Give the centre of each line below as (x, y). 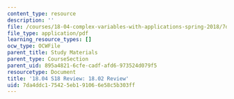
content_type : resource (42, 14)
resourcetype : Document (42, 72)
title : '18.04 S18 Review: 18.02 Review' (68, 78)
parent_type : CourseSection (48, 59)
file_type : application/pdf (48, 33)
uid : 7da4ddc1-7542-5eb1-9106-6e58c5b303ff (71, 85)
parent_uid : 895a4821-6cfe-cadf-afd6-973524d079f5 (82, 66)
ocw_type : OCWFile (34, 46)
